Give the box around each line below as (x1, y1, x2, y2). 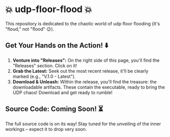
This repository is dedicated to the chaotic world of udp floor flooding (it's (5, 20, 160, 26)
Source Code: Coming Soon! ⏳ (5, 105, 104, 113)
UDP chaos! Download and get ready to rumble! (12, 89, 113, 96)
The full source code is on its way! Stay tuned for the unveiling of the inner (5, 120, 161, 127)
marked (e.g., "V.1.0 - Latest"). (12, 73, 76, 79)
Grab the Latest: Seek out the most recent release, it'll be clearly (12, 68, 149, 74)
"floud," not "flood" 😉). (5, 26, 54, 32)
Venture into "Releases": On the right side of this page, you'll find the (12, 57, 160, 63)
